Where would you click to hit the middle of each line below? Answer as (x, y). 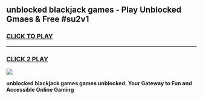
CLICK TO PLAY (30, 37)
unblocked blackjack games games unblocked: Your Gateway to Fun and (99, 83)
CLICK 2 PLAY (27, 59)
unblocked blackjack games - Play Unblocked (94, 10)
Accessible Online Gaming (40, 89)
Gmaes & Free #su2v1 (48, 19)
